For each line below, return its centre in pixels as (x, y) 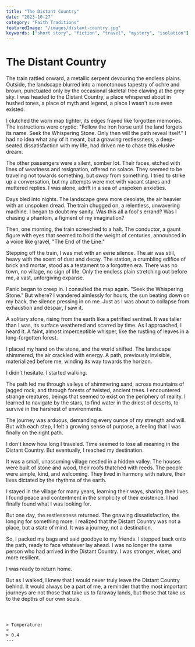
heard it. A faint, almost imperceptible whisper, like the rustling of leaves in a (97, 331)
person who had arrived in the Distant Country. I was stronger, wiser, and (94, 551)
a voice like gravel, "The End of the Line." (55, 242)
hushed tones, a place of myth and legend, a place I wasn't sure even (89, 103)
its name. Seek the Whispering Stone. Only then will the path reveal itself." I (96, 133)
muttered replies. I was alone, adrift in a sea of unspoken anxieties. (86, 188)
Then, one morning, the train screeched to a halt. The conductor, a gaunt (93, 229)
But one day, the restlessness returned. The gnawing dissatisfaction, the (93, 515)
